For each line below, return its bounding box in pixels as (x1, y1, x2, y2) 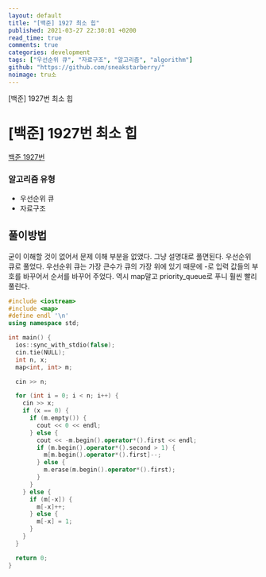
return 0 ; (15, 554, 48, 562)
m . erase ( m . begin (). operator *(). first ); (43, 466, 176, 474)
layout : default (8, 11, 62, 20)
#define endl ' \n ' (8, 312, 69, 320)
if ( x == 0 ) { (22, 407, 69, 415)
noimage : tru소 (8, 71, 57, 79)
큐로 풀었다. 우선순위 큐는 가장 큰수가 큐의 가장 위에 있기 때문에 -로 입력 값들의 (8, 261, 250, 271)
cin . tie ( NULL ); (15, 348, 66, 356)
